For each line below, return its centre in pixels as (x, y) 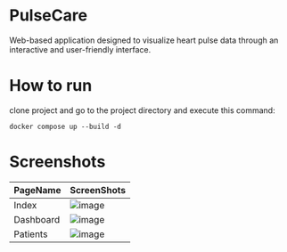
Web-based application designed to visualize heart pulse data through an (144, 40)
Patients (31, 234)
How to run (51, 86)
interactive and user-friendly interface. (80, 49)
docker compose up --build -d (66, 126)
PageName (37, 190)
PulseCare (48, 16)
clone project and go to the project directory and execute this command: (142, 110)
